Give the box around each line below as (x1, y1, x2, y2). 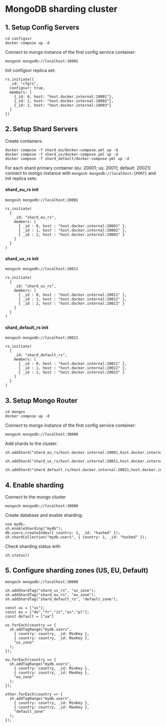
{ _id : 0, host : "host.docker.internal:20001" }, (18, 224, 127, 229)
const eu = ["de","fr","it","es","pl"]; (5, 609, 90, 614)
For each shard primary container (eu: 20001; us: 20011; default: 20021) (5, 164, 151, 171)
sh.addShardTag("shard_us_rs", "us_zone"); (5, 588, 96, 593)
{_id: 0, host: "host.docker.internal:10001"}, (14, 94, 114, 99)
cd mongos (5, 409, 26, 414)
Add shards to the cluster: (5, 441, 58, 446)
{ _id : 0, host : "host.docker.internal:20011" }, (18, 292, 127, 297)
